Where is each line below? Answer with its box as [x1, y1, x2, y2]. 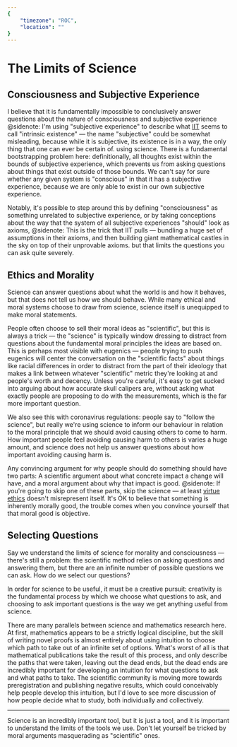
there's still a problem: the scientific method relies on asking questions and [7, 555, 225, 564]
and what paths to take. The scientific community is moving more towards [7, 673, 222, 682]
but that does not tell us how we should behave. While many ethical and [7, 295, 217, 304]
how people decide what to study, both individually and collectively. [7, 695, 205, 704]
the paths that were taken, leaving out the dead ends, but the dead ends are [7, 658, 228, 666]
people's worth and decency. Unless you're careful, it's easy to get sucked [7, 377, 225, 385]
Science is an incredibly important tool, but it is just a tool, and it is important [7, 716, 230, 724]
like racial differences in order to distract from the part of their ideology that [7, 362, 227, 370]
